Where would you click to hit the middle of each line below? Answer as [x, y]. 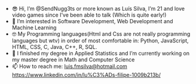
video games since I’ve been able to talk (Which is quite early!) [89, 15]
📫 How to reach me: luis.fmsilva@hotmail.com [69, 66]
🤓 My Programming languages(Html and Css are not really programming [101, 34]
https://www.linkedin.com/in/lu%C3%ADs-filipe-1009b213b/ [86, 75]
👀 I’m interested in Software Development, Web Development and [92, 21]
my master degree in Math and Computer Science [73, 60]
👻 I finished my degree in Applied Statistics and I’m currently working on [101, 53]
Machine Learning [34, 27]
